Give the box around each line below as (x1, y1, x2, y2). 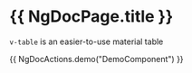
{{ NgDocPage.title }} (9, 6, 174, 27)
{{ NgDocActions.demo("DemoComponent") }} (9, 53, 184, 64)
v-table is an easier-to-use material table (9, 36, 164, 47)
